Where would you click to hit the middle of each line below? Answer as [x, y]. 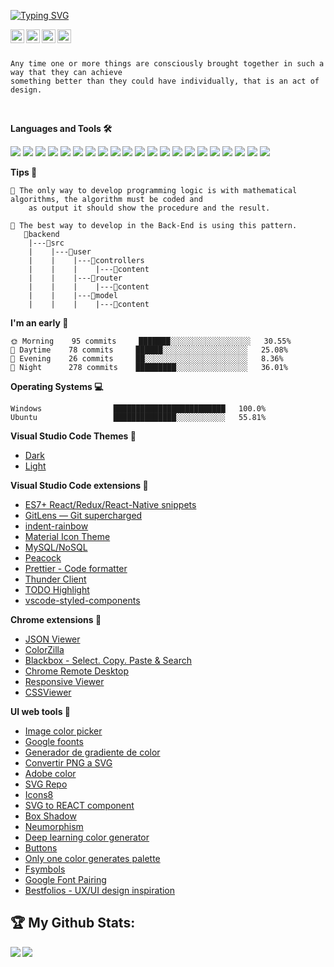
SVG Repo [46, 784]
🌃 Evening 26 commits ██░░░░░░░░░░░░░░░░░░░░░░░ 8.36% [147, 359]
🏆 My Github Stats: [73, 923]
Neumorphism [54, 826]
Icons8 [39, 794]
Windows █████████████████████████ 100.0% [138, 409]
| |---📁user [60, 252]
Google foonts [54, 741]
